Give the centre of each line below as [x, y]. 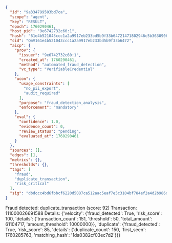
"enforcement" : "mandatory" [49, 108]
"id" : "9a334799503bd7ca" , [39, 12]
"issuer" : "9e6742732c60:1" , [50, 55]
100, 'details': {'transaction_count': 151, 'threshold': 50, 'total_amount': [79, 218]
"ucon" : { [25, 79]
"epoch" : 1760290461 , [33, 26]
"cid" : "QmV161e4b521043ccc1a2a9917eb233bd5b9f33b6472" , [72, 41]
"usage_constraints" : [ [44, 84]
